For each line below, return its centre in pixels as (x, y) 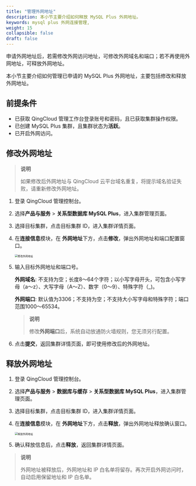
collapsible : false (30, 33)
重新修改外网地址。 (59, 189)
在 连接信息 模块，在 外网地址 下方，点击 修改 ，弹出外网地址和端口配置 (97, 238)
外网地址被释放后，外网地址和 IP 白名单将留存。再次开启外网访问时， (103, 470)
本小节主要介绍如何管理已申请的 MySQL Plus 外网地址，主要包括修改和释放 (96, 76)
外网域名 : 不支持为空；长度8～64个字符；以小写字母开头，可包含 (92, 279)
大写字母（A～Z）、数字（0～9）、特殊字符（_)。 (101, 286)
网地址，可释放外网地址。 (37, 63)
